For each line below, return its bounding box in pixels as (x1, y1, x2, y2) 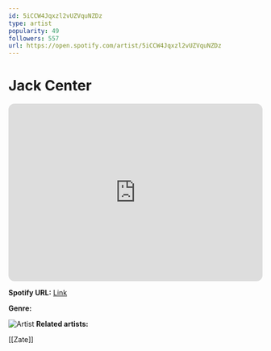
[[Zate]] (8, 335, 34, 345)
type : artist (8, 19, 52, 27)
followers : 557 (8, 34, 60, 43)
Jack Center (8, 77, 92, 95)
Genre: (8, 303, 32, 313)
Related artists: (35, 320, 89, 329)
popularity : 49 (8, 27, 60, 35)
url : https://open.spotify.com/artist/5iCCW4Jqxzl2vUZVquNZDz (8, 42, 222, 50)
